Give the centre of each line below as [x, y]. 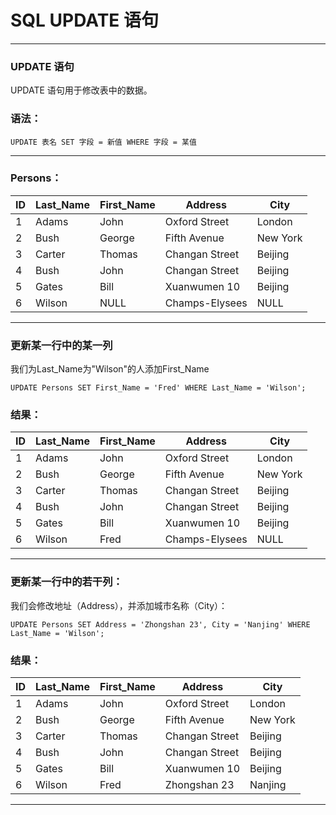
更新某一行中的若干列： [66, 582]
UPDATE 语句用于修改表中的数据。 [81, 90]
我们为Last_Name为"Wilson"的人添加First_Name [110, 369]
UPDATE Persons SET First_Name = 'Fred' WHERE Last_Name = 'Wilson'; [158, 388]
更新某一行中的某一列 [61, 345]
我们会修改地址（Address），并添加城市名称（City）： [119, 605]
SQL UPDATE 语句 [84, 20]
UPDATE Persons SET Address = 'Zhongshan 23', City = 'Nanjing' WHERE [160, 624]
